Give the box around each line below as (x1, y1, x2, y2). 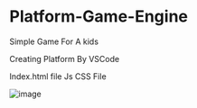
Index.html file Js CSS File (9, 70, 107, 82)
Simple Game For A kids (9, 36, 99, 47)
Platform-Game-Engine (9, 6, 188, 27)
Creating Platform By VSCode (9, 53, 120, 64)
